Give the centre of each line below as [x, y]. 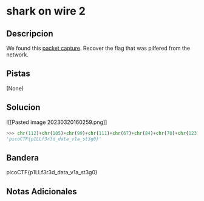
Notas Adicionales [42, 192]
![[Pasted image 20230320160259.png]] [57, 122]
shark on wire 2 [46, 11]
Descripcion [30, 34]
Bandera [23, 158]
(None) [15, 88]
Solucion [23, 107]
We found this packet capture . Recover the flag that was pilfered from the [98, 48]
